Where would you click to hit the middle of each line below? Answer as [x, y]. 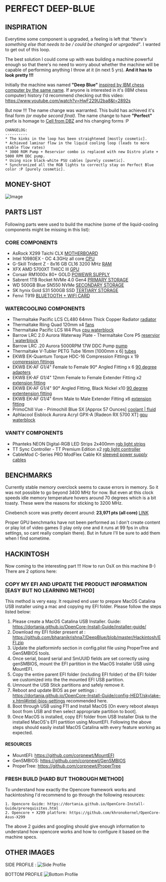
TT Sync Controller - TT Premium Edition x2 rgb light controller [76, 449]
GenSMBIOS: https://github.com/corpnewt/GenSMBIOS [69, 760]
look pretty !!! [19, 75]
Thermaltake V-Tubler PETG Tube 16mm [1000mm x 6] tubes [74, 351]
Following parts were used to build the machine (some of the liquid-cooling [82, 224]
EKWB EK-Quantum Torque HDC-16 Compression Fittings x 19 [76, 356]
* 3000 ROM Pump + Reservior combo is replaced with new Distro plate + [82, 152]
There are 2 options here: [31, 572]
